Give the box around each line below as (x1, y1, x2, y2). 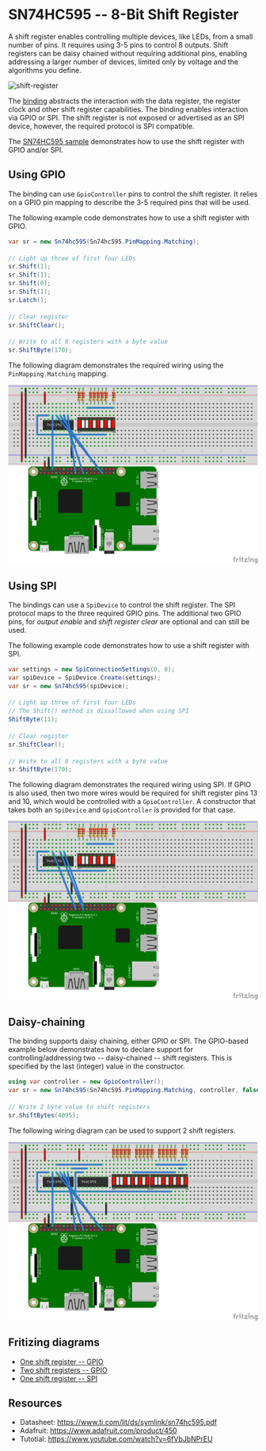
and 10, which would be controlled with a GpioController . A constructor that (8, 797, 256, 806)
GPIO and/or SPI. (8, 145, 63, 154)
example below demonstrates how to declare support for (8, 1045, 194, 1054)
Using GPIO (8, 168, 66, 181)
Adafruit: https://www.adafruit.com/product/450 (19, 1426, 177, 1435)
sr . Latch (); (8, 295, 47, 304)
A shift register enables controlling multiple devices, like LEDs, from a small (8, 32, 253, 41)
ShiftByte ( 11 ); (8, 715, 59, 724)
